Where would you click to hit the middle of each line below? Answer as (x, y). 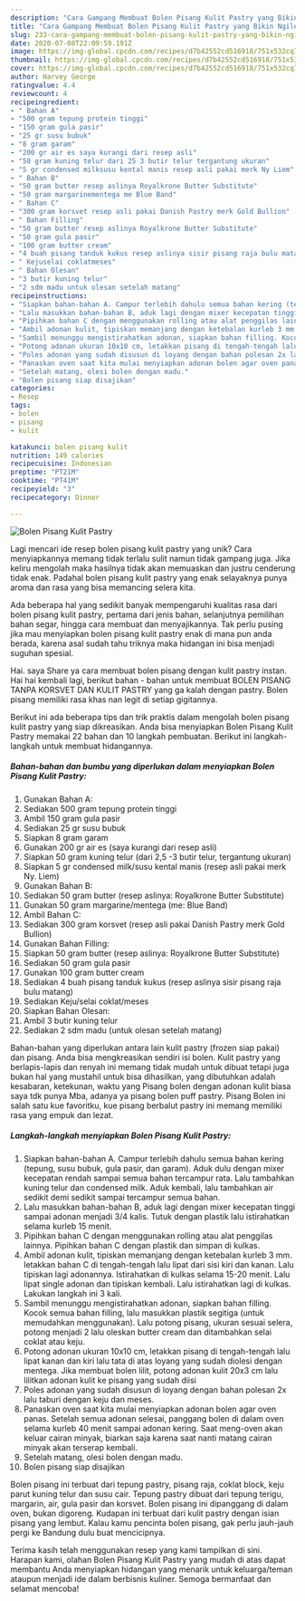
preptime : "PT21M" (45, 472)
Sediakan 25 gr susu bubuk (74, 828)
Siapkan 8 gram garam (66, 837)
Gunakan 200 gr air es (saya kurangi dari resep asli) (120, 847)
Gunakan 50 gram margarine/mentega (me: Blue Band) (126, 905)
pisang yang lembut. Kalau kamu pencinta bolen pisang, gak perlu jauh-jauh (152, 1522)
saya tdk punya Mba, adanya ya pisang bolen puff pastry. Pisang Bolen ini (148, 1095)
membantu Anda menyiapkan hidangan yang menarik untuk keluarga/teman (152, 1569)
